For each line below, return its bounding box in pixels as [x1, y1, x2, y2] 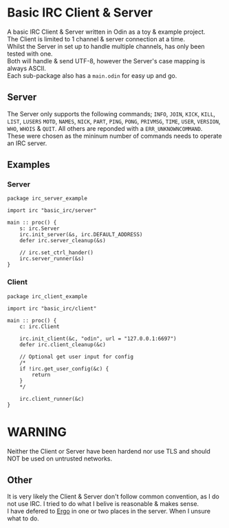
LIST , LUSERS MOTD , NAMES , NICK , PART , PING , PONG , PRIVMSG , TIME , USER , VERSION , [7, 117, 221, 125]
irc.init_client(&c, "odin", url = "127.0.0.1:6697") [19, 335, 177, 342]
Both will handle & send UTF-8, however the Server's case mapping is [7, 56, 206, 65]
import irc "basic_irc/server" [7, 207, 97, 214]
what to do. [7, 514, 39, 522]
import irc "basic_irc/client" [7, 305, 97, 312]
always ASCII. [7, 64, 46, 72]
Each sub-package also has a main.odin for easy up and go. [7, 71, 177, 80]
